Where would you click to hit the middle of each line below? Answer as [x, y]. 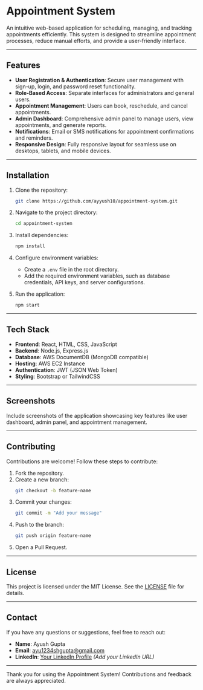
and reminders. [34, 138]
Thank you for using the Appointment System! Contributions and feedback [99, 674]
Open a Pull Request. [41, 547]
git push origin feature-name [53, 536]
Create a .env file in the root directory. [71, 270]
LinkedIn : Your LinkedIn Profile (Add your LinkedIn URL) [85, 657]
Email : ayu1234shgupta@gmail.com [60, 650]
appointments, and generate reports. [61, 125]
